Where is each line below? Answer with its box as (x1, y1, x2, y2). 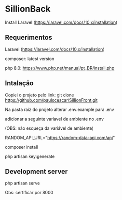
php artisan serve (5, 180, 40, 186)
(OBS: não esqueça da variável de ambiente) (5, 125, 94, 131)
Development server (5, 167, 68, 175)
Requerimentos (5, 33, 53, 42)
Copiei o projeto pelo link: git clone (5, 92, 74, 98)
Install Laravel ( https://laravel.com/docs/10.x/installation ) (5, 19, 118, 25)
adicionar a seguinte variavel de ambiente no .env (5, 116, 104, 122)
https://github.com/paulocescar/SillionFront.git (5, 97, 98, 103)
